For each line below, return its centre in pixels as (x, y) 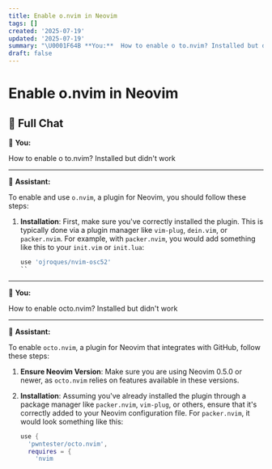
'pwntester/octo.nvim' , (68, 444)
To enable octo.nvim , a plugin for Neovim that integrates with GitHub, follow (134, 347)
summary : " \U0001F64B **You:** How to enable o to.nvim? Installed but (134, 46)
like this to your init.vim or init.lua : (82, 247)
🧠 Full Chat (36, 123)
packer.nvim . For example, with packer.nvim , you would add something (138, 239)
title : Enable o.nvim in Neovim (63, 16)
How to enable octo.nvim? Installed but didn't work (93, 308)
